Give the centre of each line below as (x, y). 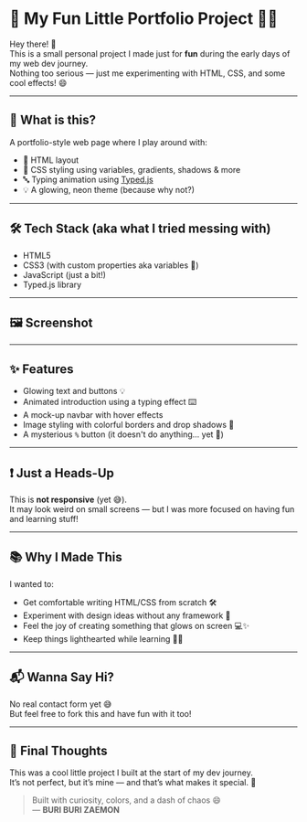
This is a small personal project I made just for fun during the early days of (150, 53)
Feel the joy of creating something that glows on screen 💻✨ (136, 625)
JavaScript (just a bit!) (64, 274)
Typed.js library (52, 284)
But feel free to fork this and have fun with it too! (101, 713)
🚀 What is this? (53, 120)
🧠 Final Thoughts (58, 751)
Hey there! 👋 (33, 44)
